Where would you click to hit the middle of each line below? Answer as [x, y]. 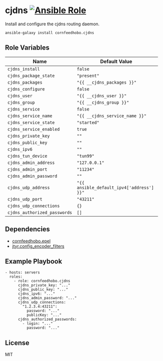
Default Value [116, 61]
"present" [88, 76]
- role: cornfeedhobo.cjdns [42, 281]
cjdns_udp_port [25, 199]
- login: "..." [38, 324]
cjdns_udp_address [29, 188]
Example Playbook [33, 261]
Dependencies [27, 229]
